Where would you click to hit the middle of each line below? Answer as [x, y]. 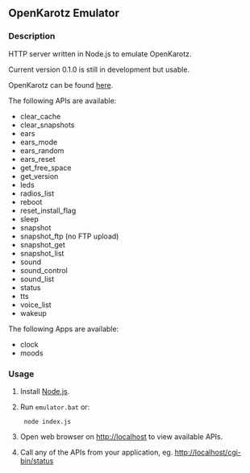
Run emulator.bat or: [55, 407]
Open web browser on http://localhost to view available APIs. [121, 436]
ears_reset [37, 159]
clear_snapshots [47, 125]
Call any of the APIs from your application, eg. [96, 452]
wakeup [33, 313]
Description [32, 36]
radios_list [37, 193]
